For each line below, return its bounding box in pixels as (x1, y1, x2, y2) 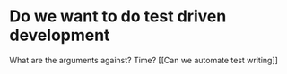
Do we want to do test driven (9, 6, 227, 27)
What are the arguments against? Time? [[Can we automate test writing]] (9, 54, 278, 65)
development (9, 25, 110, 45)
